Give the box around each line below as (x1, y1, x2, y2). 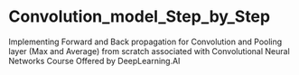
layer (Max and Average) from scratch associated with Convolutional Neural (8, 45, 290, 56)
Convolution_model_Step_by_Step (8, 6, 271, 27)
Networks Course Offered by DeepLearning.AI (8, 55, 181, 66)
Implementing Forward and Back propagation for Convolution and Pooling (8, 36, 283, 47)
